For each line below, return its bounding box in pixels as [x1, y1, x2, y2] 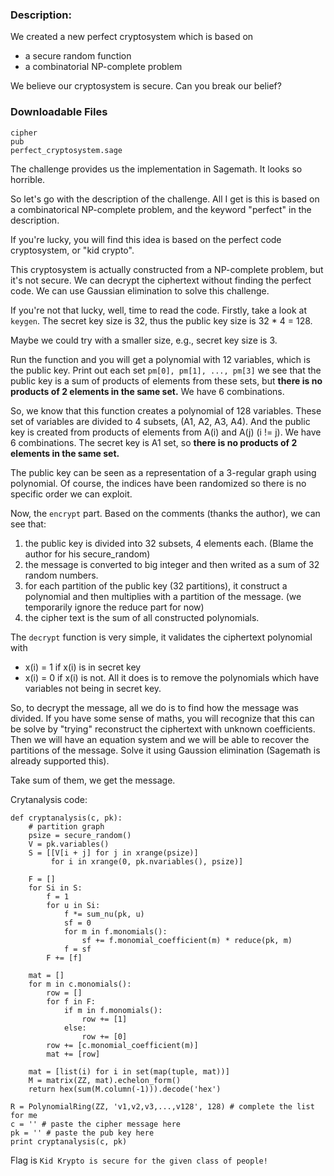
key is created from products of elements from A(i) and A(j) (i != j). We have [10, 426, 322, 438]
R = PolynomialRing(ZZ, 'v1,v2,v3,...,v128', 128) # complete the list [10, 1101, 315, 1112]
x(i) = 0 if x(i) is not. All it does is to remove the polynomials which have [24, 671, 320, 683]
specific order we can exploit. [10, 488, 133, 500]
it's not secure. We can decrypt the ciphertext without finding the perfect [10, 274, 312, 286]
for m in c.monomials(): [28, 979, 132, 989]
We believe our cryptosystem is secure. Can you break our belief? [10, 80, 282, 92]
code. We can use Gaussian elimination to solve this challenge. [10, 284, 270, 297]
